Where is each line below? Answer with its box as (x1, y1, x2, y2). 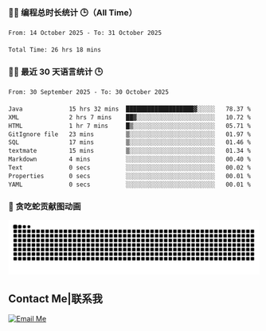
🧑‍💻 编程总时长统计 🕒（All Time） (8, 6, 138, 18)
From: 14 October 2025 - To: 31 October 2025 (8, 29, 162, 37)
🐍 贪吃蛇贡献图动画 (8, 201, 81, 212)
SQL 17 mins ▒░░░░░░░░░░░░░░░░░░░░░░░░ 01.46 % (8, 138, 251, 146)
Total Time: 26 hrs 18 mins (8, 46, 102, 54)
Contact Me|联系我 (8, 292, 104, 306)
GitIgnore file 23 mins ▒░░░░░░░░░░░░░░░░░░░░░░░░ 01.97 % (8, 130, 251, 138)
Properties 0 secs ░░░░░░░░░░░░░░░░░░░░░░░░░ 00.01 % (8, 172, 251, 180)
